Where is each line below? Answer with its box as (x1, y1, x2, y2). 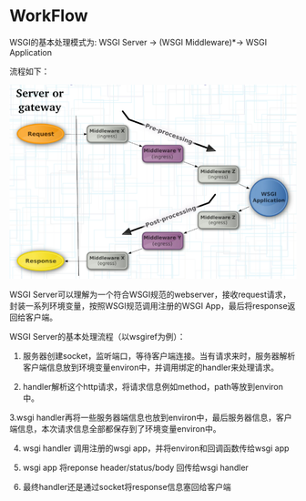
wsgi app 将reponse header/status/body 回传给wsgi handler (22, 462, 249, 474)
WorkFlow (9, 5, 88, 26)
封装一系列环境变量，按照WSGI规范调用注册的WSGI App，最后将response (9, 301, 289, 312)
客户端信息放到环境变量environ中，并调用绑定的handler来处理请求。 (22, 362, 280, 373)
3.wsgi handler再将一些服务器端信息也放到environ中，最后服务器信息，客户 (9, 412, 293, 424)
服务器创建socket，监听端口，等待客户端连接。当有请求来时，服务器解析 (22, 351, 296, 362)
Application (9, 46, 53, 57)
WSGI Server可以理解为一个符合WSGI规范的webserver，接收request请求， (9, 289, 291, 301)
